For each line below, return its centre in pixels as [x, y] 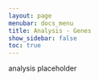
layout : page [30, 16]
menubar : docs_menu [41, 23]
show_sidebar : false [43, 38]
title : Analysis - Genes [50, 30]
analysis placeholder [43, 68]
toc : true [25, 46]
